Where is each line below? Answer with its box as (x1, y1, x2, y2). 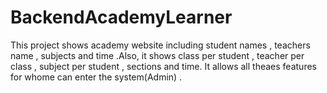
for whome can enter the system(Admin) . (10, 71, 183, 83)
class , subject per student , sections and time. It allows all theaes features (10, 60, 317, 72)
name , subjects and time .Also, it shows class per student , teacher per (10, 49, 305, 61)
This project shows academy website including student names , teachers (10, 39, 311, 51)
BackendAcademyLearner (10, 6, 233, 29)
